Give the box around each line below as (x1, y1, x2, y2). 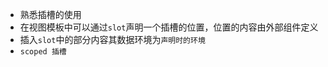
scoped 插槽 (19, 47, 67, 57)
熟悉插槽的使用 (19, 9, 82, 20)
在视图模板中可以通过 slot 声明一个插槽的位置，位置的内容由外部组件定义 (19, 21, 319, 33)
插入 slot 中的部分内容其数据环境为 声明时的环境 (19, 34, 206, 45)
